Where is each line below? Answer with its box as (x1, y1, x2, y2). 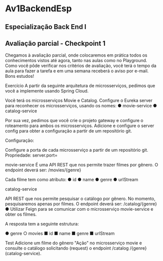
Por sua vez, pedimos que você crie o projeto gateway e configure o (5, 118, 143, 124)
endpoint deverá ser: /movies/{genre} (5, 167, 81, 173)
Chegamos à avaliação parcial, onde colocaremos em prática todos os (5, 52, 147, 58)
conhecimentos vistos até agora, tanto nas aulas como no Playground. (5, 58, 147, 64)
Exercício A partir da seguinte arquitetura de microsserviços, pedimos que (5, 83, 156, 89)
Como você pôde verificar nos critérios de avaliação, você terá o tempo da (5, 63, 157, 69)
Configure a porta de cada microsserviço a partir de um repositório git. (5, 147, 149, 153)
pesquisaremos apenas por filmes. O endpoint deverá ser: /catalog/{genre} (5, 201, 157, 207)
